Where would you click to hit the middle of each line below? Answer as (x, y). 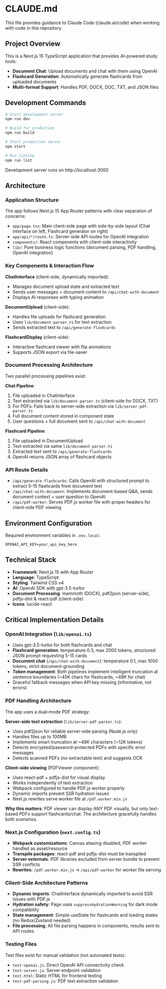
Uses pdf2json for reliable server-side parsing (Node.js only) (75, 731)
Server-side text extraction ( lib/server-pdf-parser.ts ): (64, 721)
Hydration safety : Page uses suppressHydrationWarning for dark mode (85, 905)
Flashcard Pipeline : (25, 431)
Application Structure (32, 200)
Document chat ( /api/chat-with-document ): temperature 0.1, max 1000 (85, 661)
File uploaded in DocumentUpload (47, 441)
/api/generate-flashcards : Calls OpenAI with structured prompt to (81, 481)
